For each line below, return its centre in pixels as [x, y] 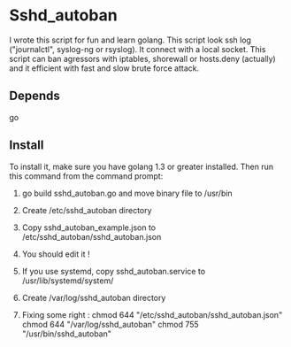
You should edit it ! [56, 254]
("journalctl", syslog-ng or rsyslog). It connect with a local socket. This [138, 49]
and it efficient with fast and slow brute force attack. [104, 68]
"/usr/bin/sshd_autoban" [67, 334]
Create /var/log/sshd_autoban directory [94, 297]
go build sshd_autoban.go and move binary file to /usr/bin [127, 193]
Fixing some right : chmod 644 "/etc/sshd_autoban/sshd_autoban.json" [152, 314]
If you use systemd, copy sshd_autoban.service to [114, 271]
